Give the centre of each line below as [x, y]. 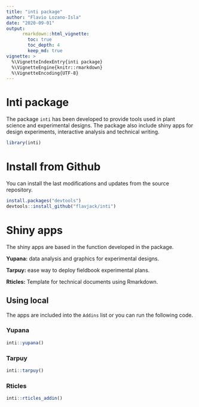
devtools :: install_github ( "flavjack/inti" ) [61, 206]
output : [16, 28]
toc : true [40, 40]
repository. [19, 190]
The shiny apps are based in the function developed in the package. [90, 247]
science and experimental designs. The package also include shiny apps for [100, 126]
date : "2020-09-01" [30, 23]
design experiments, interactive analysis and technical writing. [83, 132]
